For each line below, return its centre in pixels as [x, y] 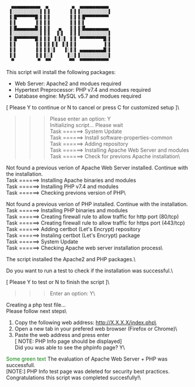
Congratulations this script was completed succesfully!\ [73, 378]
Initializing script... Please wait [86, 125]
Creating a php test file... [36, 305]
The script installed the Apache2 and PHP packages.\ [71, 259]
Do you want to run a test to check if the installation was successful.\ [90, 271]
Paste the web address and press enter [62, 335]
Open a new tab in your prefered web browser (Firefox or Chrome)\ [96, 328]
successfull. [21, 365]
